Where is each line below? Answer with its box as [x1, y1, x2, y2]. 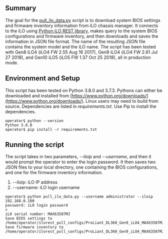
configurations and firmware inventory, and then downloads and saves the [5, 33, 158, 39]
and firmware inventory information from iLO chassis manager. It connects [5, 22, 158, 28]
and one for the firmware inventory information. [5, 170, 103, 176]
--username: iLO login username [12, 185, 80, 191]
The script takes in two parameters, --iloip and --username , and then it [5, 154, 151, 160]
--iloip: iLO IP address [12, 179, 57, 185]
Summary [5, 4, 36, 12]
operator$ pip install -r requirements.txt [5, 127, 97, 132]
